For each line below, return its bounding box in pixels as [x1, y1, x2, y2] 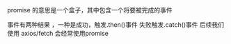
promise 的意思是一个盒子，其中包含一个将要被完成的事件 [7, 6, 173, 14]
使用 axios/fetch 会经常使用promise [7, 30, 109, 37]
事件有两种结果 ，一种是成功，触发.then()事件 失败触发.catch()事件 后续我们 [7, 21, 225, 29]
